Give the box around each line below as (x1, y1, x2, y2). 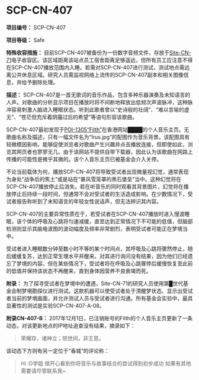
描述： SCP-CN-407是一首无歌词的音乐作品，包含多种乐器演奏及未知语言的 (6, 91, 191, 98)
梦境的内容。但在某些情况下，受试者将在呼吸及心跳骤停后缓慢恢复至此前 (16, 260, 193, 267)
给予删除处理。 (21, 78, 58, 86)
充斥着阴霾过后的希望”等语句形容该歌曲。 (36, 113, 138, 120)
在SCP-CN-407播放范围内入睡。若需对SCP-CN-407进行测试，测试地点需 (6, 63, 185, 71)
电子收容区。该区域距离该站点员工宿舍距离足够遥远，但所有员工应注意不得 (11, 56, 193, 63)
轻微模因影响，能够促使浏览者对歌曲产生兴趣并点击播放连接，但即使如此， (6, 140, 188, 148)
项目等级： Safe (6, 36, 45, 43)
